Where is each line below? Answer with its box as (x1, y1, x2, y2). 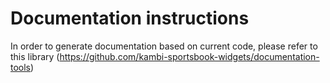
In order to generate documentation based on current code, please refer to (10, 40, 318, 52)
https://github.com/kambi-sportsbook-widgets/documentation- (59, 50, 320, 62)
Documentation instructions (10, 7, 250, 30)
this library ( (10, 50, 60, 62)
